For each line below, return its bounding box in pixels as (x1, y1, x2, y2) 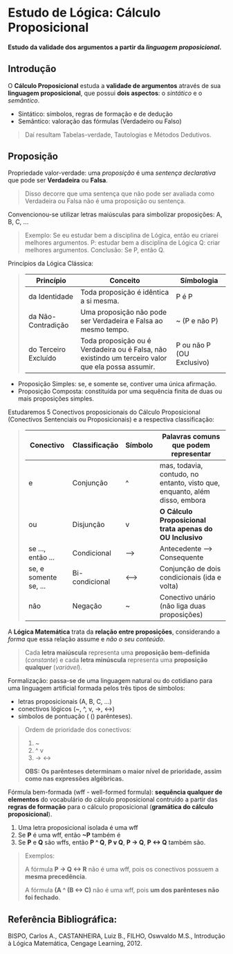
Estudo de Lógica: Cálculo (8, 5, 161, 21)
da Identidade (28, 292, 73, 302)
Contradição (28, 320, 69, 330)
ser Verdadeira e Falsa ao (80, 316, 163, 326)
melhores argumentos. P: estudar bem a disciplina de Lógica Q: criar (24, 238, 221, 247)
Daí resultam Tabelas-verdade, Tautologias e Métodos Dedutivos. (24, 130, 212, 139)
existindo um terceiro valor (80, 354, 167, 363)
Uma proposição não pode (80, 307, 167, 317)
